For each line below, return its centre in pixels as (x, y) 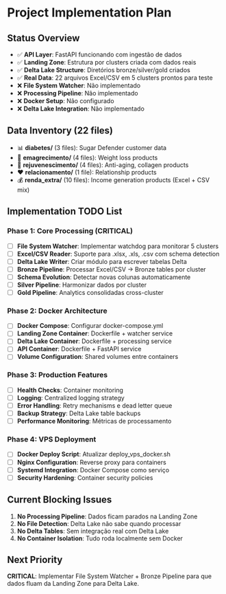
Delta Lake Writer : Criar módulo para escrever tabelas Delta (102, 261)
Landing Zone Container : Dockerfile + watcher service (95, 333)
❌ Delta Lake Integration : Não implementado (81, 109)
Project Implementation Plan (89, 13)
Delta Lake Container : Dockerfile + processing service (95, 341)
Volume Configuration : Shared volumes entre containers (98, 357)
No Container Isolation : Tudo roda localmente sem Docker (100, 538)
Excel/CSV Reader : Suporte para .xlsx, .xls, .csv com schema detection (118, 254)
